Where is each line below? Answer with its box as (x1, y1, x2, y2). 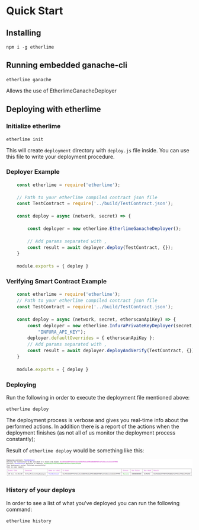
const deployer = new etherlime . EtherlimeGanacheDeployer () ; (27, 225, 182, 232)
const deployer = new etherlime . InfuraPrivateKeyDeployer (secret (27, 323, 192, 328)
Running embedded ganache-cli (6, 60, 127, 71)
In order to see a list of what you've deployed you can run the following (6, 499, 180, 506)
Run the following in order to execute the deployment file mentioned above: (6, 394, 190, 401)
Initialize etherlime (6, 122, 61, 130)
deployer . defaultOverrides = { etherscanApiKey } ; (27, 335, 155, 341)
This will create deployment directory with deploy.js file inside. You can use (6, 146, 190, 154)
